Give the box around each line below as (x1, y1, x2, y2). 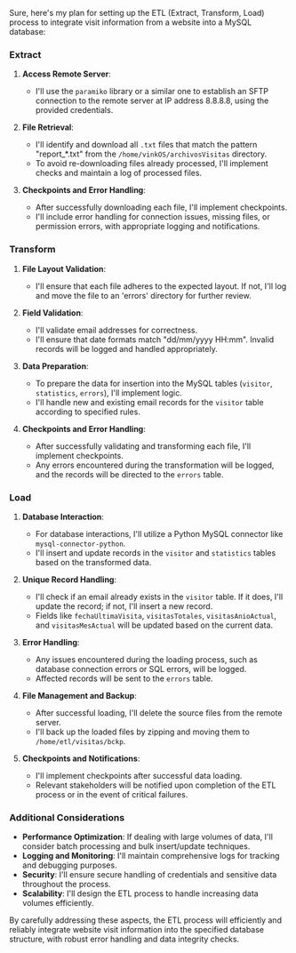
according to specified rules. (35, 406, 140, 417)
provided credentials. (35, 105, 114, 116)
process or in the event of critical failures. (35, 789, 188, 799)
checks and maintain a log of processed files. (35, 168, 203, 179)
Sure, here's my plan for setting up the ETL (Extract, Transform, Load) (9, 8, 265, 18)
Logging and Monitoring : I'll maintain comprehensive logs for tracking (21, 851, 280, 861)
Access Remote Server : (21, 68, 111, 79)
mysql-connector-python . (35, 538, 126, 549)
